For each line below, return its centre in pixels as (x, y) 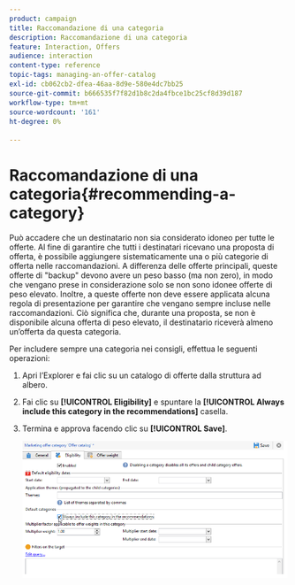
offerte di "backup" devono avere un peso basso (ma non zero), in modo (141, 275)
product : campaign (43, 19)
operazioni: (30, 358)
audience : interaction (51, 56)
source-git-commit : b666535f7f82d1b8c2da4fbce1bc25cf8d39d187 (126, 93)
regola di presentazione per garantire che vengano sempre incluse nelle (140, 304)
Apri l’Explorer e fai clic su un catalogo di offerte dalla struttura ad (142, 375)
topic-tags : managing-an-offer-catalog (83, 75)
